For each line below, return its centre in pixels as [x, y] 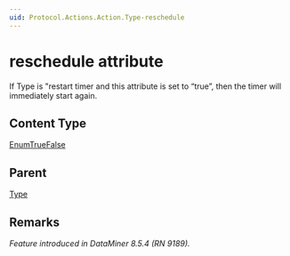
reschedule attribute [86, 61]
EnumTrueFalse [37, 145]
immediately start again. [53, 95]
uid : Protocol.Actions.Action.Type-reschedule [97, 17]
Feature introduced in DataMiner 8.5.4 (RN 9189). [100, 244]
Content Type [48, 123]
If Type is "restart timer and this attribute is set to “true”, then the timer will [145, 86]
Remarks [35, 222]
